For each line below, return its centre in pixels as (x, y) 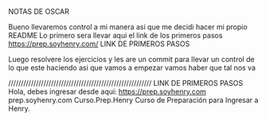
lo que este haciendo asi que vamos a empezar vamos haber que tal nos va (132, 68)
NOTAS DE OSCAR (39, 12)
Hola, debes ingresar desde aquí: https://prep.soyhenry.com (108, 92)
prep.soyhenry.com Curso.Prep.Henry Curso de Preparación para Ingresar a (133, 100)
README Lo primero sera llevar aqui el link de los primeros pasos (115, 35)
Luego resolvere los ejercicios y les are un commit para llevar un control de (131, 59)
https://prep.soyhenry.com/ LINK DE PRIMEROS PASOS (99, 44)
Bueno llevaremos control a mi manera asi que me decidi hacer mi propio (128, 27)
